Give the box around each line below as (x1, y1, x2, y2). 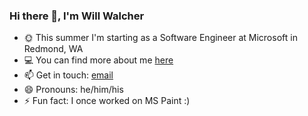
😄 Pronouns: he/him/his (23, 84, 124, 96)
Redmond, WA (23, 43, 84, 55)
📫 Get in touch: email (23, 69, 114, 81)
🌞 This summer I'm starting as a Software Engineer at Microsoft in (23, 32, 298, 44)
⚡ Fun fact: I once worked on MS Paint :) (23, 95, 191, 107)
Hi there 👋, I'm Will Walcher (9, 9, 145, 23)
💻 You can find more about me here (23, 54, 174, 66)
